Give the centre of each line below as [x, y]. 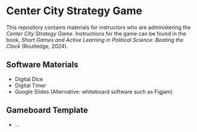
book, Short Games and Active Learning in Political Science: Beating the [95, 40]
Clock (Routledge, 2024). [37, 46]
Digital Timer [30, 85]
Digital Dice [29, 79]
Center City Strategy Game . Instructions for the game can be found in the [96, 33]
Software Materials [42, 65]
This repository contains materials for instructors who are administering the [98, 27]
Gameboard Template [47, 110]
